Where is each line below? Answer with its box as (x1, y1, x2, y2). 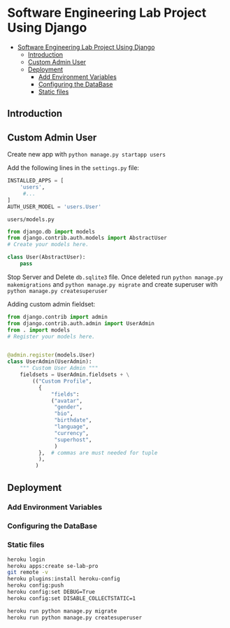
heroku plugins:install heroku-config (7, 576, 120, 583)
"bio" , (54, 411, 73, 418)
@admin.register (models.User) (7, 352, 96, 359)
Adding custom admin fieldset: (7, 299, 96, 308)
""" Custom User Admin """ (20, 365, 99, 372)
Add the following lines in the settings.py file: (7, 164, 140, 172)
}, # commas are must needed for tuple (38, 449, 158, 456)
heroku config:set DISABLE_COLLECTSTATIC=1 (7, 594, 136, 602)
